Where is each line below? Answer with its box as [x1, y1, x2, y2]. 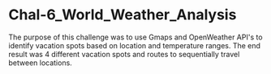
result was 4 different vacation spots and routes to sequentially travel [8, 49, 240, 59]
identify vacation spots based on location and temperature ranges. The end [8, 40, 261, 50]
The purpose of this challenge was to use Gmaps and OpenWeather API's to [8, 32, 263, 42]
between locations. [8, 58, 73, 68]
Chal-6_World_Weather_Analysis [8, 6, 237, 24]
